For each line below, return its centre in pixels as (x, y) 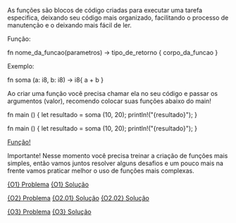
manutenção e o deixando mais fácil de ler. (70, 25)
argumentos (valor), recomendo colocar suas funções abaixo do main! (109, 101)
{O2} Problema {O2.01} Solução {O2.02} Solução (78, 198)
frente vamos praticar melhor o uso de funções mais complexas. (101, 171)
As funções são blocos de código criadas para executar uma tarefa (105, 10)
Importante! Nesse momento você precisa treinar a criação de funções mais (118, 156)
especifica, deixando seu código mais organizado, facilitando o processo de (118, 18)
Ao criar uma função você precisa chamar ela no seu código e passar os (113, 94)
